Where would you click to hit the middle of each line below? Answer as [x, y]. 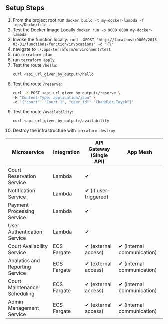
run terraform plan [33, 54]
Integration [67, 152]
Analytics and [24, 261]
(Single [99, 155]
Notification [22, 191]
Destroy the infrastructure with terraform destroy [64, 131]
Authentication [25, 232]
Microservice [28, 152]
